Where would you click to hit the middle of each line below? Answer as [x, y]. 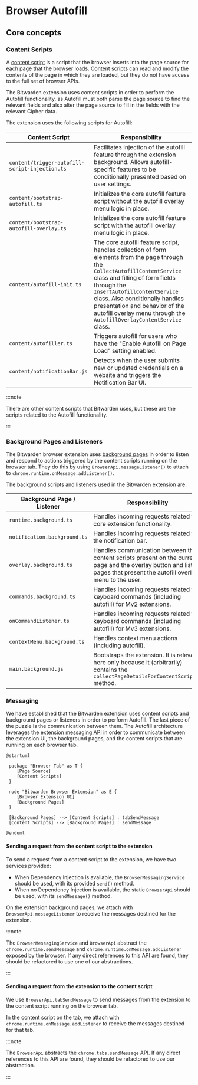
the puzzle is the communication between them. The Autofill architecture [95, 726]
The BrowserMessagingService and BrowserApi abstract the [77, 943]
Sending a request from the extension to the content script [79, 986]
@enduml [16, 833]
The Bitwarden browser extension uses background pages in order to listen [98, 454]
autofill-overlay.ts [38, 228]
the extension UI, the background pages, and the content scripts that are [94, 739]
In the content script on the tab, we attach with [63, 1017]
